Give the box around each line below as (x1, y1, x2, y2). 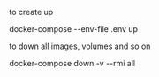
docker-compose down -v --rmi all (9, 58, 135, 68)
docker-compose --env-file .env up (9, 24, 139, 34)
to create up (9, 7, 54, 17)
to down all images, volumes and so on (9, 41, 151, 51)
